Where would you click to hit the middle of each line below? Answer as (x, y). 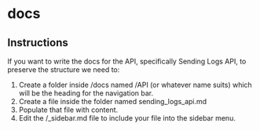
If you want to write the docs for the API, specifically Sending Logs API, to (127, 61)
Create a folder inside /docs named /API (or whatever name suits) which (135, 85)
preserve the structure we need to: (64, 70)
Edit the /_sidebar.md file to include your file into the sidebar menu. (127, 118)
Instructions (38, 43)
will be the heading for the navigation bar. (86, 93)
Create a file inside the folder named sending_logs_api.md (113, 101)
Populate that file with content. (68, 110)
